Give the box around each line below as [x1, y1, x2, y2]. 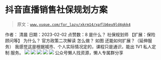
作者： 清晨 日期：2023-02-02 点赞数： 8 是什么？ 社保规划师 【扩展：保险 [5, 31, 156, 37]
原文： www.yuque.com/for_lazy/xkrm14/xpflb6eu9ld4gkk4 [17, 21, 131, 27]
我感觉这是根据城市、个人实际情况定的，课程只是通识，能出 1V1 [14, 44, 142, 49]
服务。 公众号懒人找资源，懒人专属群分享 [10, 49, 123, 56]
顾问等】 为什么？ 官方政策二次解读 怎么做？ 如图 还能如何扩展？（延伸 [5, 37, 148, 44]
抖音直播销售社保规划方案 [5, 4, 108, 15]
